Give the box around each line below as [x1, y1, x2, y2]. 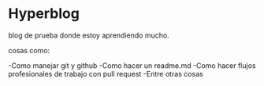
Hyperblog [8, 5, 80, 23]
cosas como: [8, 45, 50, 55]
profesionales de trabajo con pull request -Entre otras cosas [8, 69, 203, 78]
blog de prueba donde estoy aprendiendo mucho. [8, 30, 169, 40]
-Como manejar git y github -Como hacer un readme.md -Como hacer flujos [8, 60, 256, 70]
